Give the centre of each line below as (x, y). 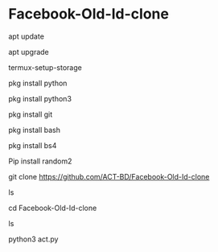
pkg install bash (34, 130)
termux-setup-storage (45, 67)
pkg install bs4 (33, 145)
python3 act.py (33, 239)
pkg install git (31, 114)
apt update (26, 36)
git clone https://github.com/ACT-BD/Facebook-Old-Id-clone (109, 176)
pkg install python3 (40, 98)
